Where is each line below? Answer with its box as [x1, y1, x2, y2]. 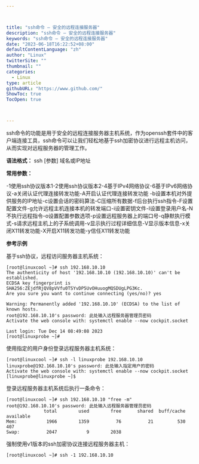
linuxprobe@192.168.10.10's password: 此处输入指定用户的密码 [6, 363, 154, 369]
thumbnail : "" [6, 63, 42, 69]
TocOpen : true [6, 97, 42, 103]
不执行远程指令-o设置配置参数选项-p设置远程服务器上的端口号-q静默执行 [6, 213, 185, 219]
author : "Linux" [6, 52, 47, 59]
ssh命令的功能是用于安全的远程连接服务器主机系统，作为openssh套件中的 [6, 130, 188, 136]
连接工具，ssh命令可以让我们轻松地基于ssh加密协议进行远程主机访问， [16, 137, 191, 144]
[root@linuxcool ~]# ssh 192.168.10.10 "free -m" [6, 397, 133, 402]
